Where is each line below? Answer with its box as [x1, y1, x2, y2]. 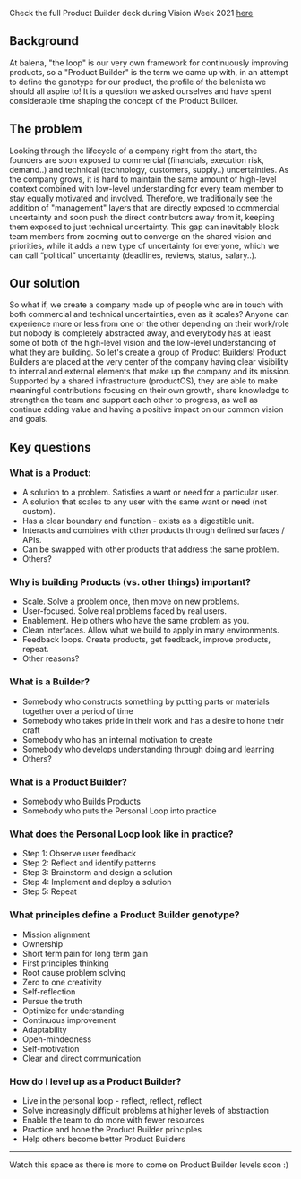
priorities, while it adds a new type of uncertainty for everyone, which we [9, 240, 279, 251]
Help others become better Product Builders [21, 1133, 186, 1144]
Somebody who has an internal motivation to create [21, 734, 213, 744]
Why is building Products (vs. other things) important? [9, 576, 251, 589]
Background [9, 33, 79, 48]
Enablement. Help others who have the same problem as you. [21, 615, 250, 626]
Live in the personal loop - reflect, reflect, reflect [21, 1095, 202, 1106]
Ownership [21, 938, 64, 949]
